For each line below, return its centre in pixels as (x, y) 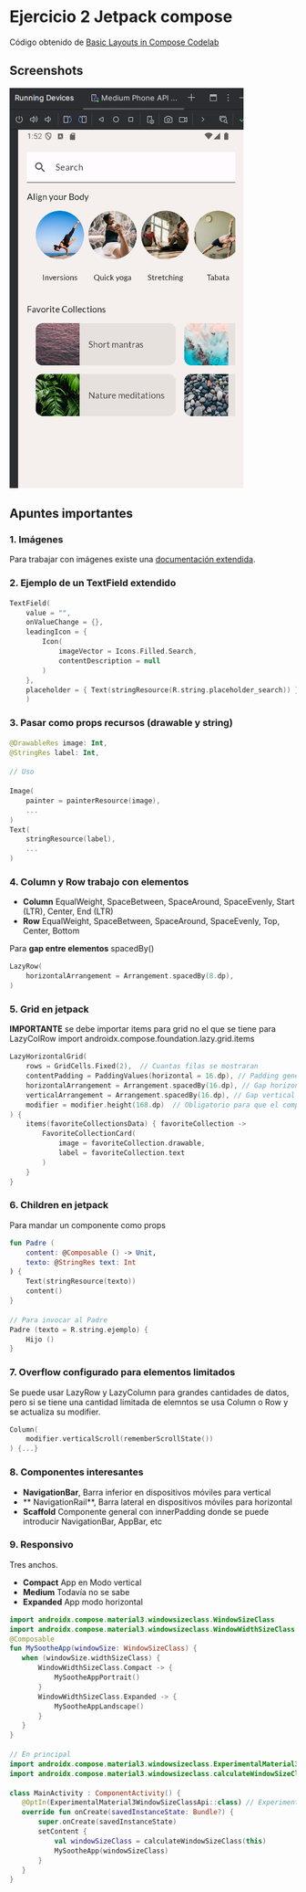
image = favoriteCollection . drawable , (132, 1143)
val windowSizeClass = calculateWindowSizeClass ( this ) (160, 1841)
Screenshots (46, 71)
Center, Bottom (51, 931)
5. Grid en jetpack (49, 1009)
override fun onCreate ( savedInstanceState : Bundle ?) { (127, 1813)
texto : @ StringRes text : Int (81, 1262)
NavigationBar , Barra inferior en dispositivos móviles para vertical (147, 1492)
